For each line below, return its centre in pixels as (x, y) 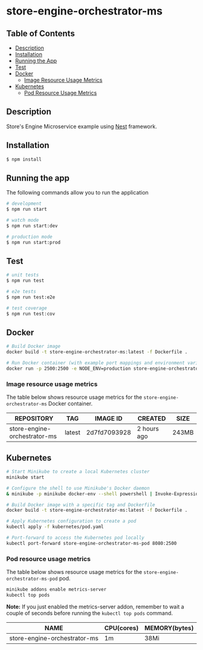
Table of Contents (41, 34)
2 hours (148, 429)
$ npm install (24, 159)
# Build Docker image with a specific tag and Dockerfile (81, 505)
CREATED (152, 419)
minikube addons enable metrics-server (56, 590)
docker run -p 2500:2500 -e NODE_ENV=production (69, 369)
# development (24, 204)
